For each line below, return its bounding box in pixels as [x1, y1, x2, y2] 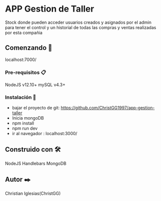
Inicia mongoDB [12, 115, 44, 121]
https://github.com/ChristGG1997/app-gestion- [60, 105, 155, 111]
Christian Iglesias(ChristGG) [5, 190, 61, 196]
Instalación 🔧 [5, 93, 36, 100]
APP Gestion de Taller [5, 3, 95, 15]
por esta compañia [5, 30, 43, 35]
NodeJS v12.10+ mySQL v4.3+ [5, 82, 65, 88]
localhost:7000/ [5, 57, 37, 62]
